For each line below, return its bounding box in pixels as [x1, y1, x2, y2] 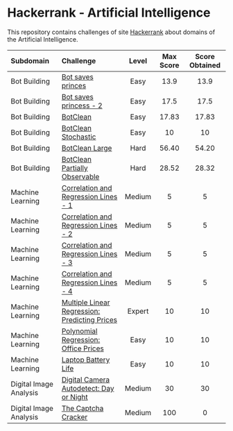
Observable [61, 171, 100, 181]
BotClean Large [61, 143, 112, 153]
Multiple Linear [61, 297, 110, 307]
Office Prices [61, 344, 104, 353]
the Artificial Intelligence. [7, 35, 78, 43]
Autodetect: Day [61, 383, 114, 393]
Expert [127, 306, 149, 316]
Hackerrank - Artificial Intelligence [7, 5, 211, 21]
